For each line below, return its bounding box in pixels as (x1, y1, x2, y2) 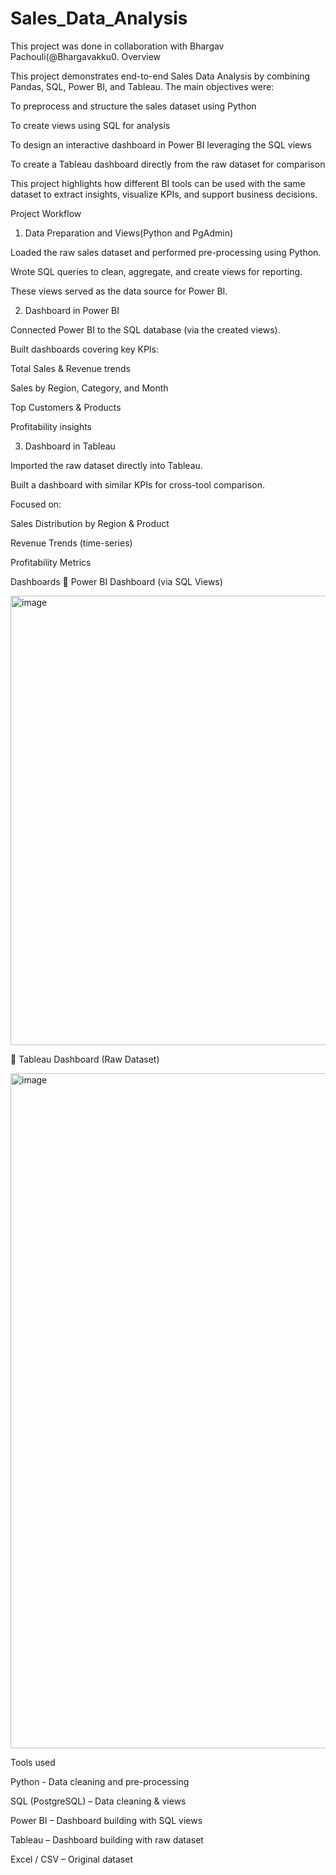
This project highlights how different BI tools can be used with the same (10, 177, 306, 189)
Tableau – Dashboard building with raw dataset (10, 1833, 204, 1846)
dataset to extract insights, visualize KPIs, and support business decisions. (10, 188, 318, 200)
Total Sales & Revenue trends (10, 362, 131, 374)
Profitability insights (10, 420, 92, 432)
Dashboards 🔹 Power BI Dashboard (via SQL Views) (10, 575, 223, 587)
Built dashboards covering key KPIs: (10, 343, 160, 355)
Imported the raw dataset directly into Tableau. (10, 459, 203, 471)
